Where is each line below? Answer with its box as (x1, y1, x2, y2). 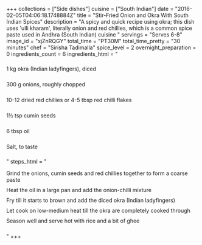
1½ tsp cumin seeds (6, 112, 56, 119)
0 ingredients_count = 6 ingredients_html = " (6, 50, 118, 57)
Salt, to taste (6, 143, 38, 150)
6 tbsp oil (6, 128, 30, 134)
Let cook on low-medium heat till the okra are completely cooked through (6, 207, 190, 214)
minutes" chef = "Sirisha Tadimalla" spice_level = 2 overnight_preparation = (6, 44, 197, 51)
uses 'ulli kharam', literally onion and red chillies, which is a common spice (6, 24, 193, 32)
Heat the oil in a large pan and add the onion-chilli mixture (6, 187, 152, 193)
